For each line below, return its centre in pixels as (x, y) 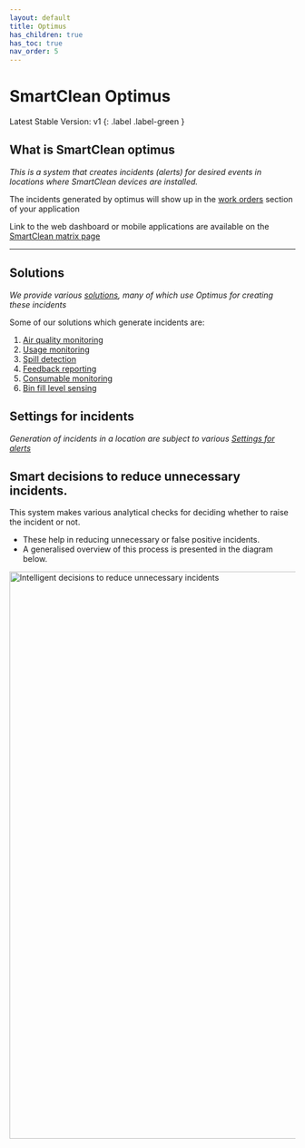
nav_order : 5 (34, 52)
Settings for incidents (72, 417)
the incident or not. (45, 522)
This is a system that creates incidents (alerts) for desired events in (135, 172)
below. (35, 559)
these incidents (38, 304)
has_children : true (46, 34)
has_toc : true (36, 43)
